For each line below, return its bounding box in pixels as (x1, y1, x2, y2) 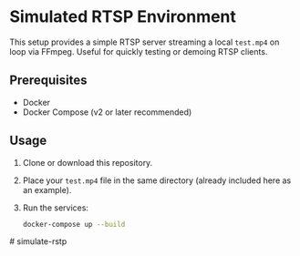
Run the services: (22, 202, 89, 213)
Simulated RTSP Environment (9, 6, 237, 27)
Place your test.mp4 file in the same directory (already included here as (22, 175, 292, 186)
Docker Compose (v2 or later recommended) (22, 107, 192, 118)
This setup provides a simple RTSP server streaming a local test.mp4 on (9, 36, 280, 47)
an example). (22, 184, 72, 195)
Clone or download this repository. (22, 157, 153, 168)
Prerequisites (9, 73, 88, 88)
